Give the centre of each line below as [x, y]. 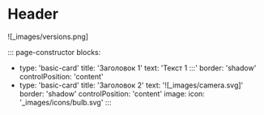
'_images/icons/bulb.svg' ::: [65, 102]
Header [33, 14]
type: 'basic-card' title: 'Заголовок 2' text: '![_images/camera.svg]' [131, 85]
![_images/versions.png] [48, 36]
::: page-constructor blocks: [54, 52]
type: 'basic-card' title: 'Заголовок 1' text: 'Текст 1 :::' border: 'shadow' [138, 68]
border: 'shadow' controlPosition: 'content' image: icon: [112, 93]
